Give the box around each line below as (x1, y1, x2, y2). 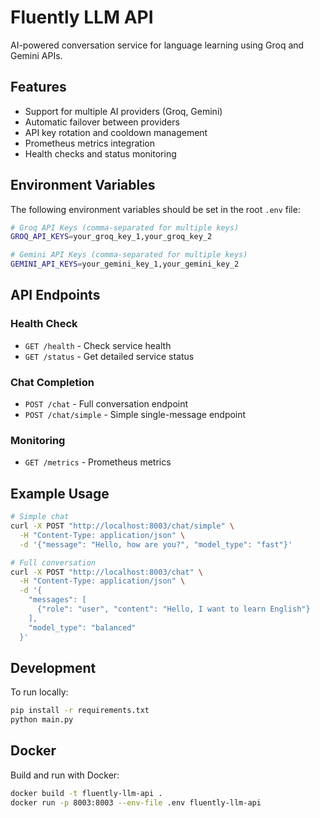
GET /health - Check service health (24, 339, 172, 351)
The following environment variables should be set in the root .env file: (10, 203, 301, 215)
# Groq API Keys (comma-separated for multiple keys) (10, 222, 240, 233)
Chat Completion (10, 375, 95, 389)
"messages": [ (28, 595, 87, 605)
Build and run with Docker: (10, 769, 120, 781)
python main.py (10, 715, 74, 725)
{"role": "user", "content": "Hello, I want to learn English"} (36, 604, 311, 615)
